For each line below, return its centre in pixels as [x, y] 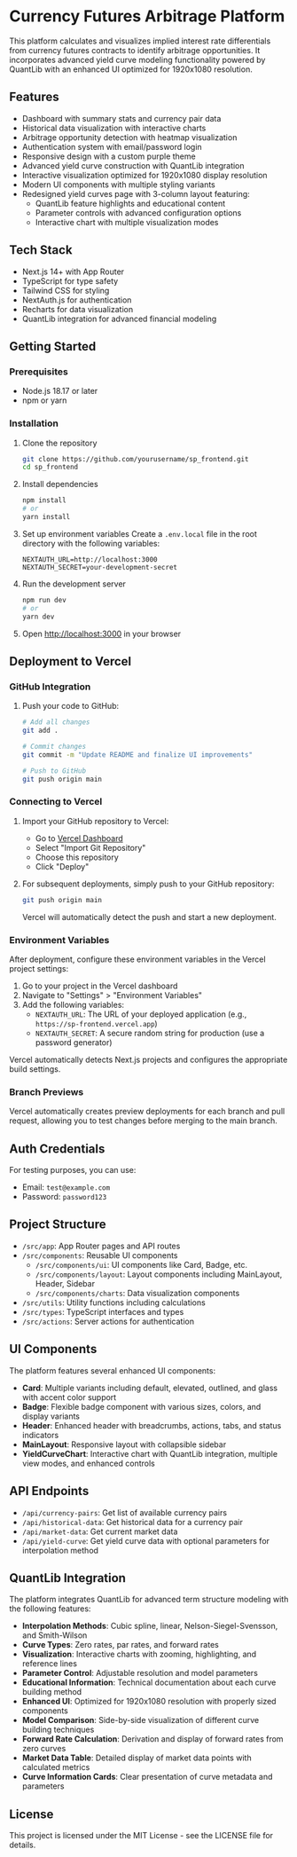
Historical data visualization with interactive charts [114, 128]
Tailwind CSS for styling [66, 290]
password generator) [74, 1042]
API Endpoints [49, 1491]
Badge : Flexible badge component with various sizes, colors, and [141, 1406]
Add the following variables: [73, 1004]
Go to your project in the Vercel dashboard [100, 986]
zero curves [44, 1749]
